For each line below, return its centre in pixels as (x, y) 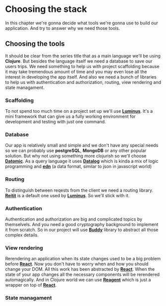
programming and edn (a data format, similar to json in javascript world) (79, 166)
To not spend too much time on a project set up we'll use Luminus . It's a (79, 111)
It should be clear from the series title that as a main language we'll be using (83, 56)
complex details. (22, 235)
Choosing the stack (46, 9)
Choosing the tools (35, 44)
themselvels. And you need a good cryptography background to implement (82, 224)
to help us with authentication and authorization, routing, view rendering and (83, 82)
